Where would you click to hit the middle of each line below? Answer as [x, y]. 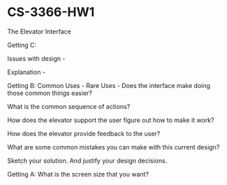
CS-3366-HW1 [51, 12]
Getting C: [22, 45]
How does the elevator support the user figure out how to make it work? [111, 120]
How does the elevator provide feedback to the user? [84, 133]
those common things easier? [50, 93]
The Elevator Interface [39, 31]
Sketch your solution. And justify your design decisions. [87, 161]
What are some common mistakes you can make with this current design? [113, 147]
